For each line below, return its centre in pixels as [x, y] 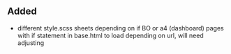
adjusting [31, 43]
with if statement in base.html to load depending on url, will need [110, 35]
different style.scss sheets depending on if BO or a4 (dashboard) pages [121, 28]
